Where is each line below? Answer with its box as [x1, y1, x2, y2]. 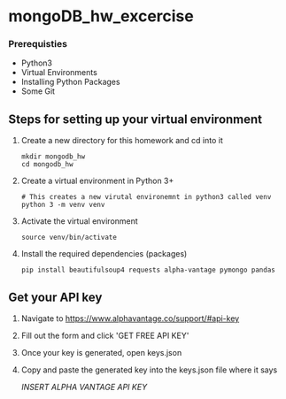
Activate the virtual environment [20, 216, 138, 226]
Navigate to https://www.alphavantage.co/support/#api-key [20, 313, 240, 324]
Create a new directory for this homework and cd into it [20, 135, 223, 146]
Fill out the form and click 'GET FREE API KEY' [20, 330, 189, 341]
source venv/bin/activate [20, 233, 117, 242]
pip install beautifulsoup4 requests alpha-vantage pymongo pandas [20, 265, 275, 275]
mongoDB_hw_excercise [8, 6, 194, 27]
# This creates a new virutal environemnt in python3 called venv [20, 193, 272, 202]
